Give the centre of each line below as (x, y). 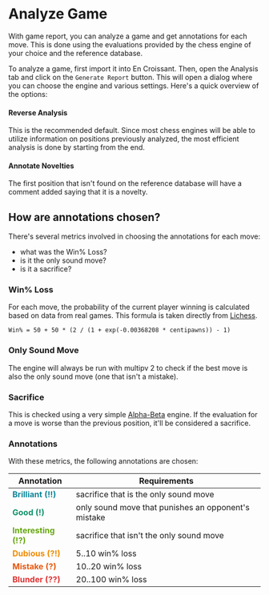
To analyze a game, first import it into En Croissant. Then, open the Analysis (133, 68)
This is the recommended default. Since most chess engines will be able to (132, 131)
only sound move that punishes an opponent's (163, 508)
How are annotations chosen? (84, 217)
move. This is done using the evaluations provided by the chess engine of (130, 44)
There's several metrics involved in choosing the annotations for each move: (134, 236)
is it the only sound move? (63, 260)
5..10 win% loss (106, 553)
